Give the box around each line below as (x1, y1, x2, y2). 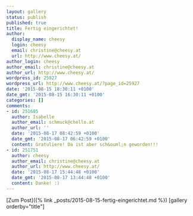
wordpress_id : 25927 (6, 75, 58, 81)
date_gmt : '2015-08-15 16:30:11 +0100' (6, 92, 105, 98)
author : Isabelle (11, 114, 55, 120)
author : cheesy (11, 152, 49, 158)
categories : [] (6, 97, 44, 103)
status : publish (6, 14, 46, 20)
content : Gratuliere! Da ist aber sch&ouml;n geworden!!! (11, 141, 159, 148)
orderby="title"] (6, 203, 45, 210)
